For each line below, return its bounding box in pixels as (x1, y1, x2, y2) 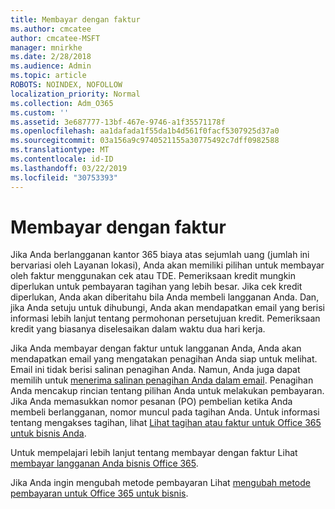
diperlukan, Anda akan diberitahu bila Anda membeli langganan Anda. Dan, (10, 291, 320, 303)
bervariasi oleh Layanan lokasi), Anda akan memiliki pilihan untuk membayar (10, 259, 325, 271)
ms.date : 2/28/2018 (10, 52, 92, 62)
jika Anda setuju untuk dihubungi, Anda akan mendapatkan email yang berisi (10, 302, 325, 314)
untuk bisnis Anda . (10, 427, 87, 440)
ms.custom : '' (10, 107, 70, 118)
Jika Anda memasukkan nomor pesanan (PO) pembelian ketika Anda (10, 396, 293, 408)
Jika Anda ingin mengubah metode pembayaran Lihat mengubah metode (10, 477, 311, 489)
